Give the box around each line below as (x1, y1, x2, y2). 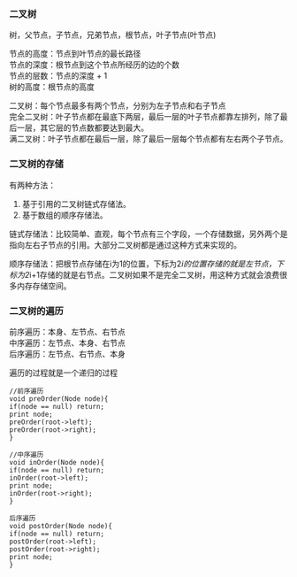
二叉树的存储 (9, 158, 65, 170)
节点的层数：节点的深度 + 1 (9, 71, 108, 81)
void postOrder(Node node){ (9, 521, 113, 530)
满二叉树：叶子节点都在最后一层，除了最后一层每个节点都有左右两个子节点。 (9, 134, 288, 144)
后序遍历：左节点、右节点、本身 (9, 348, 126, 359)
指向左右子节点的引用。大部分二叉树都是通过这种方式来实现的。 (9, 239, 241, 250)
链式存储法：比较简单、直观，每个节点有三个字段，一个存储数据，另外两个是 (9, 228, 288, 239)
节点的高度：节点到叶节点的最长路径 (9, 49, 141, 59)
